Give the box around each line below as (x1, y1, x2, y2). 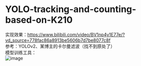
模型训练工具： (5, 49, 36, 55)
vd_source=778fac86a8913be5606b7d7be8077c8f (5, 37, 111, 43)
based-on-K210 (5, 14, 73, 26)
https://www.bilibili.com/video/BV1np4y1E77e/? (27, 31, 125, 37)
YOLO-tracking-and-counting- (5, 4, 136, 15)
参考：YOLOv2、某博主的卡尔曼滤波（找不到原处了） (5, 43, 115, 49)
